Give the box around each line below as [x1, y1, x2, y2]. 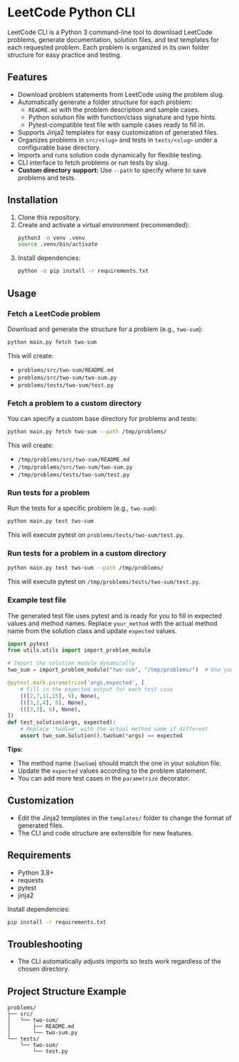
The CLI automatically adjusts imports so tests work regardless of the [17, 957, 222, 966]
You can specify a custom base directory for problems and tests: [7, 415, 198, 423]
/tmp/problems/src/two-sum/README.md [17, 456, 130, 463]
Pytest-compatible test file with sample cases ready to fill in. [28, 120, 206, 129]
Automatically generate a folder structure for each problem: [17, 98, 193, 106]
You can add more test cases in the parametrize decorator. [17, 774, 190, 782]
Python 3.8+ [17, 868, 55, 877]
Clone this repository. [17, 213, 81, 222]
